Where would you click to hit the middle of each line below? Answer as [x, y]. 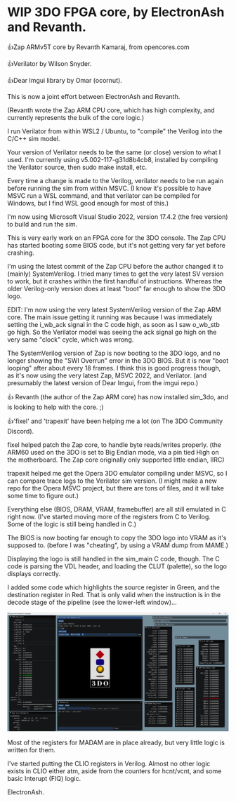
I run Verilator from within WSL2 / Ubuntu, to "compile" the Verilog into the [115, 131]
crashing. [21, 253]
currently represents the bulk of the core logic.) [76, 117]
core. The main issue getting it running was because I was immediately [110, 317]
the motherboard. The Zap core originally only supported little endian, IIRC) [116, 460]
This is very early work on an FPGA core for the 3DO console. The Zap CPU [117, 238]
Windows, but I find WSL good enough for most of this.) [88, 203]
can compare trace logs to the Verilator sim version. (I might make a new [112, 481]
